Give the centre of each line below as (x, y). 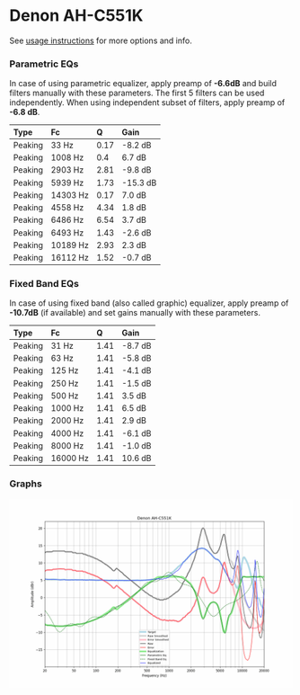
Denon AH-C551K (76, 16)
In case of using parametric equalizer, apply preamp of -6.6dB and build (143, 84)
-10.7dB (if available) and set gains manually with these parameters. (135, 313)
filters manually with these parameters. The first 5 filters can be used (137, 93)
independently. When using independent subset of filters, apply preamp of (147, 102)
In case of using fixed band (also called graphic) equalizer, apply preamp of (149, 303)
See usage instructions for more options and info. (101, 40)
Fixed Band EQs (44, 283)
